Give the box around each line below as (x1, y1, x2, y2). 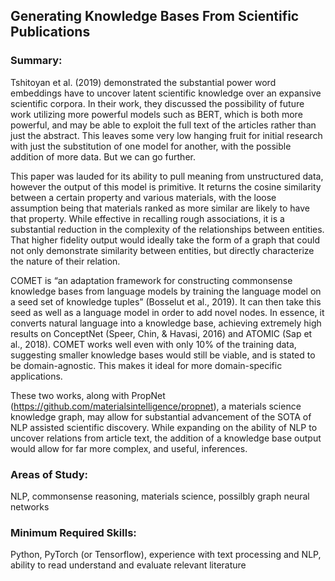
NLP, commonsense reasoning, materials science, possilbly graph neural (10, 490, 310, 502)
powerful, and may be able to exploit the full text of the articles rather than (10, 119, 317, 131)
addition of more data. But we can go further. (10, 150, 196, 163)
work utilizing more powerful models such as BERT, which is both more (10, 108, 303, 120)
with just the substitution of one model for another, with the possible (10, 140, 292, 152)
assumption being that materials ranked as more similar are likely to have (10, 202, 310, 214)
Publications (10, 24, 91, 41)
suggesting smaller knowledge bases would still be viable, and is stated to (10, 349, 316, 361)
